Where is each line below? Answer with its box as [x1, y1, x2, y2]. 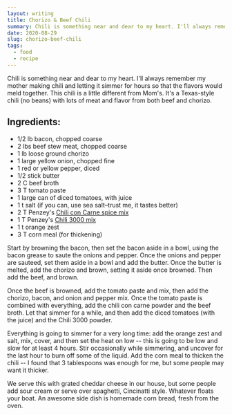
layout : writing [7, 10, 54, 17]
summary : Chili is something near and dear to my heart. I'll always [7, 23, 212, 30]
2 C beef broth [17, 178, 59, 187]
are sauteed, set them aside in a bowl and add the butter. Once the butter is [7, 258, 222, 266]
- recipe [13, 55, 39, 62]
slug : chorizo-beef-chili [7, 36, 81, 43]
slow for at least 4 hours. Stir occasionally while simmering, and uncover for [7, 344, 224, 352]
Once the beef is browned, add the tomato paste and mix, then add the [7, 286, 209, 295]
